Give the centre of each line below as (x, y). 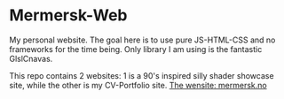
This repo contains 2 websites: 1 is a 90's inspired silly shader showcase (142, 75)
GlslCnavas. (31, 58)
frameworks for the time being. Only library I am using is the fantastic (136, 49)
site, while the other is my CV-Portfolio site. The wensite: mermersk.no (138, 85)
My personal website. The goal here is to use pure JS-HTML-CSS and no (142, 40)
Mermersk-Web (68, 15)
